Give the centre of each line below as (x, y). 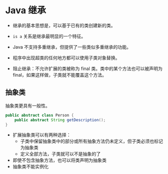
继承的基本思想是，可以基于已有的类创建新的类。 (64, 25)
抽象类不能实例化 (31, 167)
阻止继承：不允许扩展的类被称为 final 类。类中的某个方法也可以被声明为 (88, 68)
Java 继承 (26, 10)
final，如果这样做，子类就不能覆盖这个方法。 (60, 75)
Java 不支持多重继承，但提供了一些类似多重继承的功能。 (72, 47)
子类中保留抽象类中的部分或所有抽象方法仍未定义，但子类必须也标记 (92, 141)
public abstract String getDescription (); (60, 120)
